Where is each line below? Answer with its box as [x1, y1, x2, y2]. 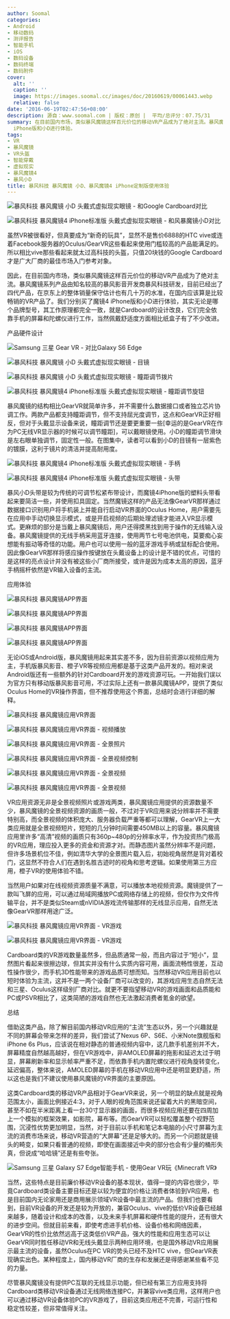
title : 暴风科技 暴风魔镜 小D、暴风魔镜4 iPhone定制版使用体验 [7, 183, 170, 189]
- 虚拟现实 [7, 163, 34, 170]
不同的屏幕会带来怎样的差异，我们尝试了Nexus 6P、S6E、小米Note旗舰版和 [7, 1031, 221, 1040]
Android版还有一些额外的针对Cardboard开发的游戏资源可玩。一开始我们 [7, 670, 210, 679]
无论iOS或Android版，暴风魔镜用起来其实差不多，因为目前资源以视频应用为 [7, 653, 219, 662]
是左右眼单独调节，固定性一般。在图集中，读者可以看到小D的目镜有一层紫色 [7, 436, 222, 445]
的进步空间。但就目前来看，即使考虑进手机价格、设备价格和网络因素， [7, 1221, 205, 1229]
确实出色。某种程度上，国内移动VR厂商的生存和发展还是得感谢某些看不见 [12, 1255, 219, 1263]
